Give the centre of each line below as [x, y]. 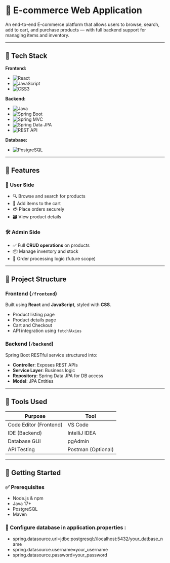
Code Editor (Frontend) [35, 424]
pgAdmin [78, 441]
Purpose [35, 416]
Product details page [34, 320]
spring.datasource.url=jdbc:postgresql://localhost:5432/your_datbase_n [88, 539]
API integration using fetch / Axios [47, 331]
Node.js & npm [28, 498]
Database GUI [24, 441]
